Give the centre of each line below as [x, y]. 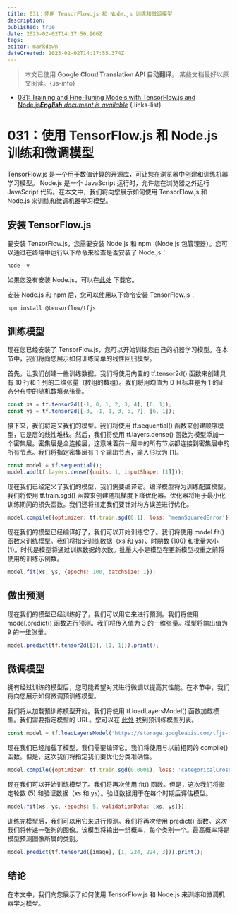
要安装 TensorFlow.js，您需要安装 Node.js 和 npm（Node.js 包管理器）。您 [115, 243]
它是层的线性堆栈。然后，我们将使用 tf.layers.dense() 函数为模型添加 [119, 435]
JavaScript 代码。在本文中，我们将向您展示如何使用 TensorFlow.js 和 [107, 192]
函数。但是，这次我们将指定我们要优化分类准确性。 [81, 756]
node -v [19, 266]
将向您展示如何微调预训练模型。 [54, 696]
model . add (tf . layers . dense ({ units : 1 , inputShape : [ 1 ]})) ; [96, 472]
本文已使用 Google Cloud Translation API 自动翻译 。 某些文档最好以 [124, 74]
